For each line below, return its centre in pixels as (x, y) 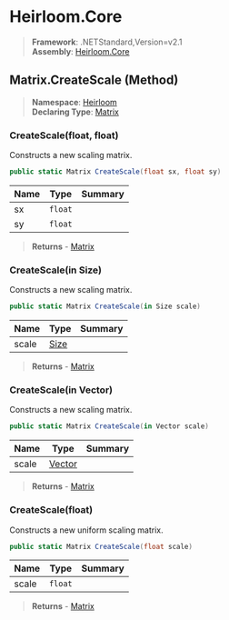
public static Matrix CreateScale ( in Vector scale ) (109, 426)
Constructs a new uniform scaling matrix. (86, 530)
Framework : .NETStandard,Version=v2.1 (107, 42)
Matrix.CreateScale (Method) (94, 80)
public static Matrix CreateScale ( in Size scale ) (105, 306)
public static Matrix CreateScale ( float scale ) (101, 546)
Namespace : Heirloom (75, 102)
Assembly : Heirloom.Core (80, 51)
